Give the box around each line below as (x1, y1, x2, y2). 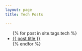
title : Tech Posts (5, 12, 43, 17)
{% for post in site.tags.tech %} (12, 30, 77, 36)
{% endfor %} (12, 40, 41, 46)
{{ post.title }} (12, 35, 41, 41)
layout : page (5, 7, 32, 12)
